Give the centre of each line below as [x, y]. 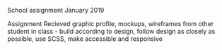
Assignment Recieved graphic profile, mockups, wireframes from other [111, 24]
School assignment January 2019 [56, 10]
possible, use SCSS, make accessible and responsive [85, 39]
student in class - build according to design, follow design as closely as [111, 31]
